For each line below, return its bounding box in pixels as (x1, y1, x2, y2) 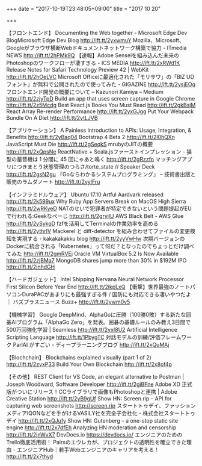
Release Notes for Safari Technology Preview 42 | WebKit (6, 66, 149, 73)
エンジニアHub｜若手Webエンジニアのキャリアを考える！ (17, 446, 159, 453)
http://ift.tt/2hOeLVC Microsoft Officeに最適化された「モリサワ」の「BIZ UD (6, 73, 194, 80)
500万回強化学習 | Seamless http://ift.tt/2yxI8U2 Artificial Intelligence (6, 326, 177, 333)
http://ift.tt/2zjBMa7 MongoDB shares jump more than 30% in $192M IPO (6, 257, 187, 264)
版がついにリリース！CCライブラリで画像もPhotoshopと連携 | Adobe (6, 388, 177, 395)
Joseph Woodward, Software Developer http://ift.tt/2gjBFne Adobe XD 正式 (6, 381, 192, 388)
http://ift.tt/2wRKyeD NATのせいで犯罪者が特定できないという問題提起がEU (6, 205, 192, 212)
